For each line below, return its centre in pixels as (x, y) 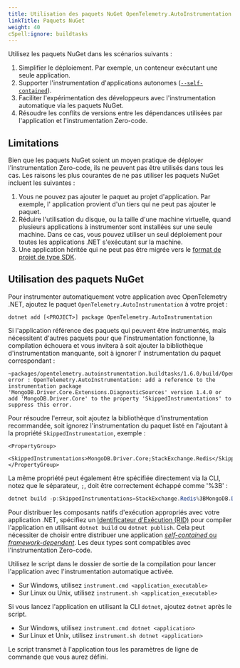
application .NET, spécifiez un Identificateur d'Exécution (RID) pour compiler (120, 519)
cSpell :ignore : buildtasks (48, 34)
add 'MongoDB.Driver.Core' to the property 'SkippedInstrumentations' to (120, 398)
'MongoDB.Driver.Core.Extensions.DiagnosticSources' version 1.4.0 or (115, 392)
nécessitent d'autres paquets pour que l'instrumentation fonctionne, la (111, 338)
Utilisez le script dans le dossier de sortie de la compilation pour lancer (112, 563)
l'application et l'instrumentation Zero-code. (83, 121)
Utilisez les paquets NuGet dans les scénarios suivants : (90, 54)
